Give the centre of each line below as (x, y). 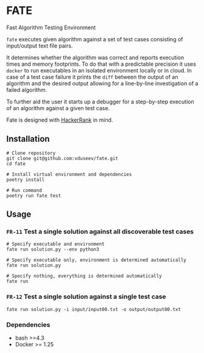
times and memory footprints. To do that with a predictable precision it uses (101, 64)
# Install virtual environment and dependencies (69, 174)
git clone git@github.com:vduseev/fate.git (62, 158)
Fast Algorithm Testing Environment (51, 27)
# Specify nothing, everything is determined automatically (84, 276)
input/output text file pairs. (40, 46)
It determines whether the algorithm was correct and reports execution (95, 57)
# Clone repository (31, 153)
